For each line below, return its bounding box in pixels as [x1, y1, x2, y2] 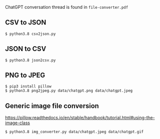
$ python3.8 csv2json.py [5, 31, 56, 36]
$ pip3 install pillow [5, 84, 52, 89]
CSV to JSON [5, 18, 47, 27]
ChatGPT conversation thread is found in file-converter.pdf [5, 4, 129, 10]
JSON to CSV [5, 45, 47, 53]
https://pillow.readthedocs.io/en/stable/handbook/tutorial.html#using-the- [5, 115, 155, 121]
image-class [5, 120, 30, 126]
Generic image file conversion [5, 102, 99, 110]
